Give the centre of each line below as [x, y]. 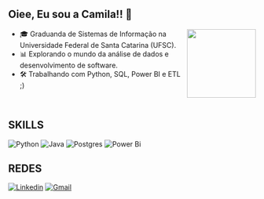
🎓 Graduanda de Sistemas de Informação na [93, 34]
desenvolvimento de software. [68, 65]
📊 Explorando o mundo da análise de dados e [94, 54]
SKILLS [26, 125]
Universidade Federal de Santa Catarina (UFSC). [98, 45]
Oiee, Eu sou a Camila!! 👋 [70, 14]
